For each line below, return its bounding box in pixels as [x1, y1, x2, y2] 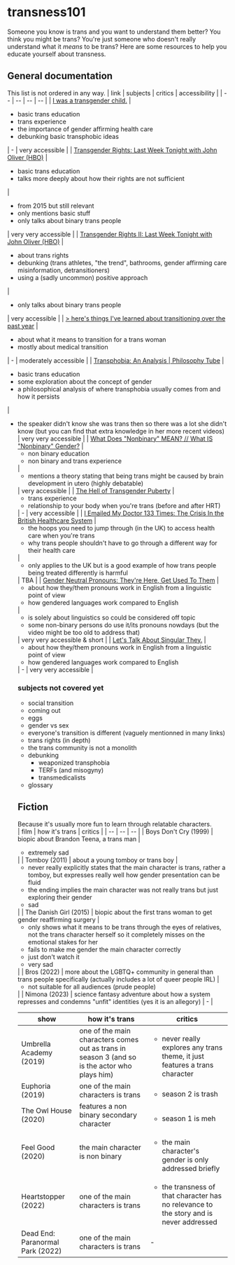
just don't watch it [27, 952, 80, 961]
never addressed [162, 1217, 218, 1226]
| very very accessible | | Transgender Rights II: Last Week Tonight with [7, 229, 213, 239]
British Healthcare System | [17, 516, 97, 525]
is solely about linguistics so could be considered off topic [27, 613, 196, 622]
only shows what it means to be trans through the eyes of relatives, [27, 923, 222, 931]
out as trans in [79, 1043, 126, 1053]
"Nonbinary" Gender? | [17, 441, 84, 450]
